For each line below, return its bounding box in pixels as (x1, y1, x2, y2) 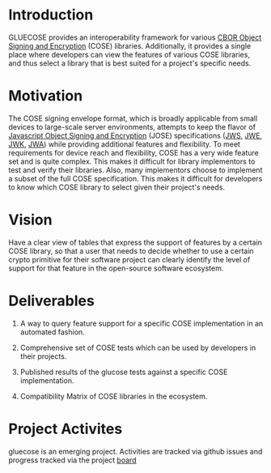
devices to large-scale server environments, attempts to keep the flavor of (8, 121, 256, 131)
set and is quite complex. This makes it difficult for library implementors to (8, 156, 256, 166)
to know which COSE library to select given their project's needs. (8, 182, 225, 192)
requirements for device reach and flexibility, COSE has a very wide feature (8, 147, 259, 157)
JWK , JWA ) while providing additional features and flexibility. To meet (8, 139, 241, 149)
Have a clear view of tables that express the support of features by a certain (8, 237, 263, 247)
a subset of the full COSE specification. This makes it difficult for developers (8, 173, 263, 183)
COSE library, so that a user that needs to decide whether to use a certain (8, 245, 254, 256)
